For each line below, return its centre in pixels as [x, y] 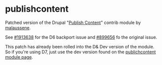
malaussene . [18, 27]
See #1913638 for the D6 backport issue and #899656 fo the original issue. [81, 37]
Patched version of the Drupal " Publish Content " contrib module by [73, 22]
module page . [19, 57]
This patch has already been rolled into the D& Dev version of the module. [80, 46]
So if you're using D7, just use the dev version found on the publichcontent [81, 52]
